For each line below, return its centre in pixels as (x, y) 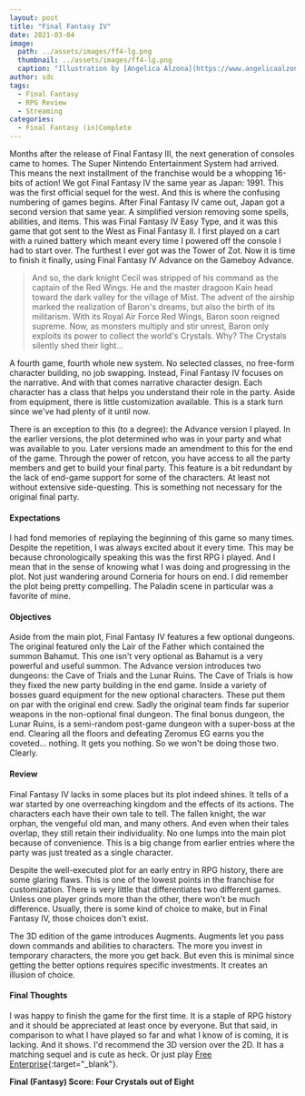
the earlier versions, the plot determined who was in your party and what (146, 439)
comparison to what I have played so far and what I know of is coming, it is (149, 1035)
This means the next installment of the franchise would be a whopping (141, 173)
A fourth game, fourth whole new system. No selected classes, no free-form (152, 363)
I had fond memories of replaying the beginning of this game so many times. (152, 538)
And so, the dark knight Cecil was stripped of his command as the (155, 278)
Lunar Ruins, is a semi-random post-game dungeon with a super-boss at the (152, 724)
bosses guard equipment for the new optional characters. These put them (148, 695)
